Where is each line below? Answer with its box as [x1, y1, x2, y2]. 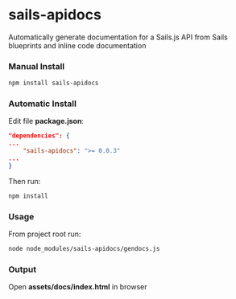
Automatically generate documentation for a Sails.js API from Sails [8, 32, 228, 42]
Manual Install [8, 60, 65, 72]
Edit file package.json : [8, 117, 85, 126]
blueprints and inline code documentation [8, 40, 147, 50]
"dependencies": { [8, 132, 70, 140]
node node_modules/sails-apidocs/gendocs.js [8, 244, 160, 252]
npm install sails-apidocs [8, 79, 99, 88]
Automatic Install [8, 98, 77, 109]
